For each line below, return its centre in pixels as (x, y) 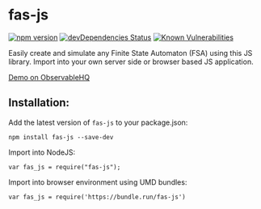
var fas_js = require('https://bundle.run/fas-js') (97, 197)
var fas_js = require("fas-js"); (65, 167)
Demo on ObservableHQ (49, 77)
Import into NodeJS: (42, 152)
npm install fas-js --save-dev (61, 137)
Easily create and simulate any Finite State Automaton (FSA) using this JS (130, 53)
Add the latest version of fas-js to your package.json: (98, 122)
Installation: (39, 103)
